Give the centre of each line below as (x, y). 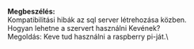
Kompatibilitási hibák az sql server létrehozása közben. (97, 20)
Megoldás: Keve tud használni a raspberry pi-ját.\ (88, 36)
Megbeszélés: (31, 11)
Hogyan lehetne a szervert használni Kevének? (84, 28)
